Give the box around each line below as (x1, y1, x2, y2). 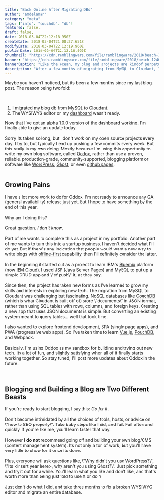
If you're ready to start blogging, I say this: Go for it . (5, 405, 109, 412)
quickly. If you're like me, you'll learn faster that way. (5, 426, 111, 432)
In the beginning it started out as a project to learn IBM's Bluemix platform (5, 261, 154, 267)
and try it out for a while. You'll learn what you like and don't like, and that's (5, 468, 156, 474)
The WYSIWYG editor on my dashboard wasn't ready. (12, 110, 121, 116)
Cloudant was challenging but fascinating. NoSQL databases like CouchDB (5, 293, 155, 299)
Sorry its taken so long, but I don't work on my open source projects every (5, 135, 155, 141)
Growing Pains (5, 181, 50, 189)
